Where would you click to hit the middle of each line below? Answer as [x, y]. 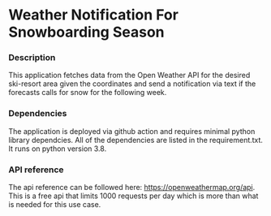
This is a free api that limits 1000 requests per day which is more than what [133, 196]
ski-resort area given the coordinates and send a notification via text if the [132, 84]
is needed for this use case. [55, 205]
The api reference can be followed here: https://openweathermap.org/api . [132, 188]
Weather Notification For [93, 15]
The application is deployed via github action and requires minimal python [132, 131]
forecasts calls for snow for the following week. [88, 93]
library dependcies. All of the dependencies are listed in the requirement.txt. [136, 140]
